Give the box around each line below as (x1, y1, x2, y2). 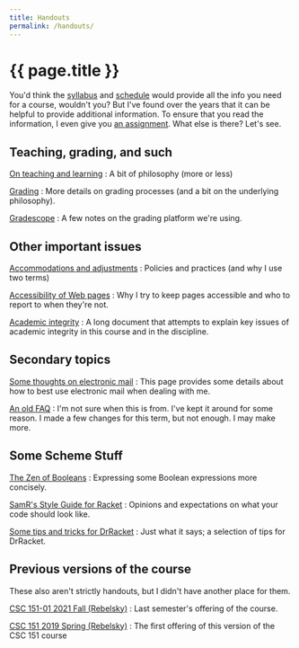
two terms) (9, 272, 50, 283)
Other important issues (9, 239, 142, 254)
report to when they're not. (9, 299, 110, 310)
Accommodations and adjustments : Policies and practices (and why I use (9, 262, 283, 274)
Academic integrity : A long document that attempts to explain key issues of (9, 316, 290, 328)
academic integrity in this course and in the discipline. (9, 326, 209, 337)
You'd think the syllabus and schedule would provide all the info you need (9, 90, 282, 101)
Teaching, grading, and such (9, 145, 173, 160)
